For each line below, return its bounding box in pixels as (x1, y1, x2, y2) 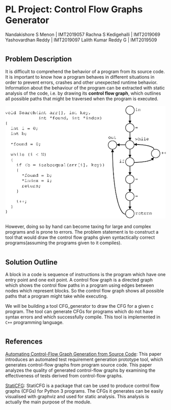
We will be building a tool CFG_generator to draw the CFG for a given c (5, 303, 154, 309)
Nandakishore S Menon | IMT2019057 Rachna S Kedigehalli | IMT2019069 (5, 31, 160, 37)
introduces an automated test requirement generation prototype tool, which (5, 356, 163, 362)
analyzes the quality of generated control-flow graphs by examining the (5, 367, 156, 373)
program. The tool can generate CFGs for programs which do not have (5, 308, 154, 314)
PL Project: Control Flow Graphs (5, 4, 143, 15)
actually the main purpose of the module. (5, 399, 92, 405)
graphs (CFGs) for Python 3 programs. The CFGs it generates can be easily (5, 388, 164, 394)
